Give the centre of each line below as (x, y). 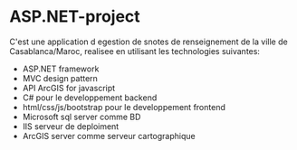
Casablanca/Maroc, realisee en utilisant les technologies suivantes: (135, 51)
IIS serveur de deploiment (71, 126)
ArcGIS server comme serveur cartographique (109, 136)
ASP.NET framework (61, 69)
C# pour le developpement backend (90, 98)
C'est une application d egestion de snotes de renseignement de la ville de (148, 42)
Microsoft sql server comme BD (81, 117)
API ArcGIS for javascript (69, 88)
